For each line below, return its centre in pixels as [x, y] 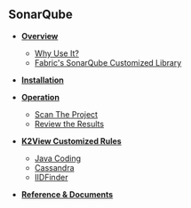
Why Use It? [56, 53]
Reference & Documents [67, 194]
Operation [40, 97]
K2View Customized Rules [71, 140]
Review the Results [69, 124]
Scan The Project [66, 114]
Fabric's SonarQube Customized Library [108, 62]
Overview [40, 36]
